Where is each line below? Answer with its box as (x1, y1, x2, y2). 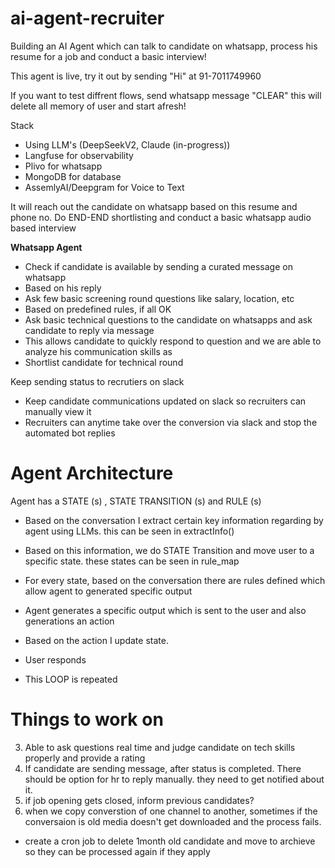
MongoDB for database (24, 170, 122, 182)
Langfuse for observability (24, 149, 134, 161)
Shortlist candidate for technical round (24, 356, 184, 368)
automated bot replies (24, 427, 116, 439)
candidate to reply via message (24, 324, 155, 336)
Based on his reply (24, 282, 102, 294)
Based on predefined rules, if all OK (24, 303, 172, 315)
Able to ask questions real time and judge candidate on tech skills (24, 741, 296, 753)
